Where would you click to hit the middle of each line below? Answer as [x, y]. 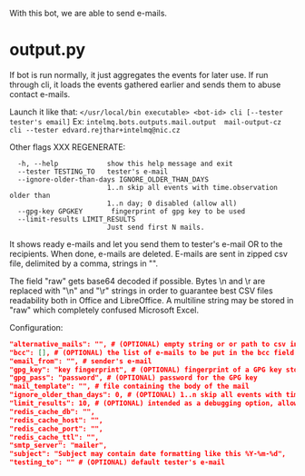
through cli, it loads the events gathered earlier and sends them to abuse [145, 84]
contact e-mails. [40, 94]
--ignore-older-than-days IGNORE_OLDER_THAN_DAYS [113, 179]
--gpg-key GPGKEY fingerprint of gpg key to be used [132, 211]
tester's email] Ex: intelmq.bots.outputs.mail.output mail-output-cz [145, 121]
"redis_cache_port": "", [56, 429]
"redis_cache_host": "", [56, 420]
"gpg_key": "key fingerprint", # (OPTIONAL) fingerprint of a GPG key [146, 370]
